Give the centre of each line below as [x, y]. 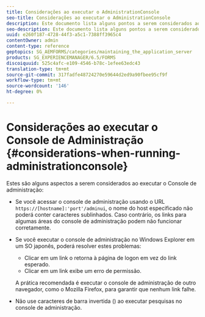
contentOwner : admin [33, 40]
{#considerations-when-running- [94, 153]
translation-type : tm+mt [38, 69]
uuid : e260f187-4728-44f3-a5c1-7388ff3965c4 [64, 35]
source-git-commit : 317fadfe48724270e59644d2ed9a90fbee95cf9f [87, 75]
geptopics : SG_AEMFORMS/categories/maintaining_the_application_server [99, 52]
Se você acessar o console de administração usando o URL [90, 201]
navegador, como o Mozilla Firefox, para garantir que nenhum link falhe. [106, 289]
